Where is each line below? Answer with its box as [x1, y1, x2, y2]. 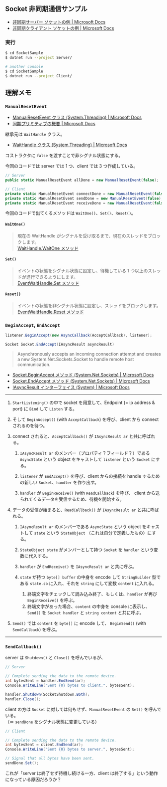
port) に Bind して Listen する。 [12, 406, 77, 412]
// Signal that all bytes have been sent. [5, 756, 94, 761]
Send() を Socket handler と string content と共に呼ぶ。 [27, 610, 144, 616]
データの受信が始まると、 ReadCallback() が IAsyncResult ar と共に [12, 507, 151, 513]
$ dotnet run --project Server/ [5, 55, 72, 60]
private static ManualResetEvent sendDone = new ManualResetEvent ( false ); [5, 196, 164, 201]
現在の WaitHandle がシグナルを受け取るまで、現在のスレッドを [17, 232, 148, 238]
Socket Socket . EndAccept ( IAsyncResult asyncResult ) [5, 342, 114, 347]
